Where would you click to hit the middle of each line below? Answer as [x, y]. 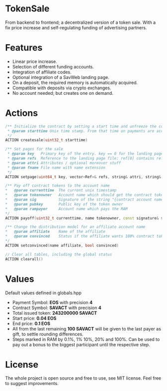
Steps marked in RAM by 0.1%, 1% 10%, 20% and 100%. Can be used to [86, 339]
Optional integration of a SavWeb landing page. [61, 77]
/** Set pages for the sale [34, 149]
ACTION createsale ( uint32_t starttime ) [46, 140]
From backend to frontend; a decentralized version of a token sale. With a [81, 22]
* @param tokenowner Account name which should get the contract [79, 195]
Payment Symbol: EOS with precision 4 [52, 302]
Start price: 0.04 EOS [34, 318]
